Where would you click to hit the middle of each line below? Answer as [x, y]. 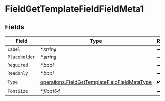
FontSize [18, 91]
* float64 [50, 91]
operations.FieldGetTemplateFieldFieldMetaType [96, 82]
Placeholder [22, 57]
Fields [15, 27]
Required [18, 65]
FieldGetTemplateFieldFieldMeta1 [75, 9]
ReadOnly [18, 73]
